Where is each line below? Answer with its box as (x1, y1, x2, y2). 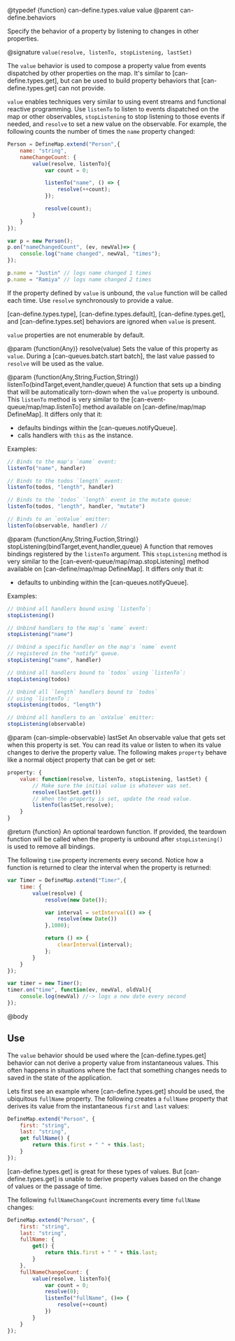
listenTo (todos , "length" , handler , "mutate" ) (7, 503, 145, 510)
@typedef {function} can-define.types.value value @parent (7, 6, 179, 14)
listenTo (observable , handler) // (7, 522, 108, 529)
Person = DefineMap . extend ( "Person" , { (7, 141, 120, 148)
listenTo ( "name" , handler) (7, 465, 86, 472)
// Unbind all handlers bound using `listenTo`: (7, 605, 152, 612)
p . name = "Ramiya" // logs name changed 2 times (7, 276, 152, 283)
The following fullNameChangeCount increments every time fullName (7, 1195, 201, 1204)
